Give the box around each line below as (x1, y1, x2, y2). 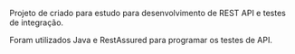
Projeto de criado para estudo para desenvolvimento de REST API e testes (9, 8, 287, 18)
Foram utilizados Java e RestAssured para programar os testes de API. (9, 35, 273, 45)
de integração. (9, 17, 64, 28)
